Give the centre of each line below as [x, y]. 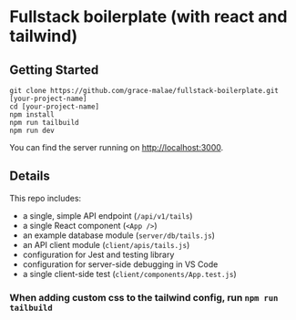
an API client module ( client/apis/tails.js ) [106, 244]
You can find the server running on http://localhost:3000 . [117, 147]
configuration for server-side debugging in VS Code [120, 264]
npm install [32, 115]
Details [30, 176]
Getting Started [54, 70]
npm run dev [32, 130]
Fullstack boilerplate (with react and [148, 17]
